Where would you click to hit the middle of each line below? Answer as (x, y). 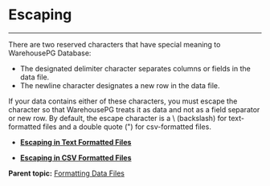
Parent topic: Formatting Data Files (67, 173)
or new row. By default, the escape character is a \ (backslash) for (118, 118)
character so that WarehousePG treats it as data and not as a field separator (134, 109)
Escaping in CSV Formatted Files (76, 157)
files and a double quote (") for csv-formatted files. (127, 127)
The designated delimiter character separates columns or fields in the (135, 68)
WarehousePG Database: (50, 53)
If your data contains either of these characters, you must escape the (123, 101)
